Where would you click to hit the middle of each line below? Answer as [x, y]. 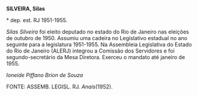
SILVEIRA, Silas [25, 9]
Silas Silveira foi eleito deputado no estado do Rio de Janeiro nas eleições [97, 32]
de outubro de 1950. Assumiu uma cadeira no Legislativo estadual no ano [97, 38]
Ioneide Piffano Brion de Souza [45, 75]
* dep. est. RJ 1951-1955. [37, 20]
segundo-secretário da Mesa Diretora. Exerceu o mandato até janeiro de [96, 57]
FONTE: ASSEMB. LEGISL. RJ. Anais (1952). [59, 87]
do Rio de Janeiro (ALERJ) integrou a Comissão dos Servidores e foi [91, 51]
